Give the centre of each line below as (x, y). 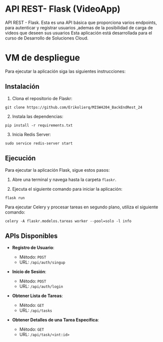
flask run (15, 198)
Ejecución (20, 158)
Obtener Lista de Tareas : (37, 296)
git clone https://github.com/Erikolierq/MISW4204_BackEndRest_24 (74, 107)
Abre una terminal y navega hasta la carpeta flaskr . (64, 180)
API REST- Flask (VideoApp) (63, 9)
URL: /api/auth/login (41, 286)
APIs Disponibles (31, 236)
